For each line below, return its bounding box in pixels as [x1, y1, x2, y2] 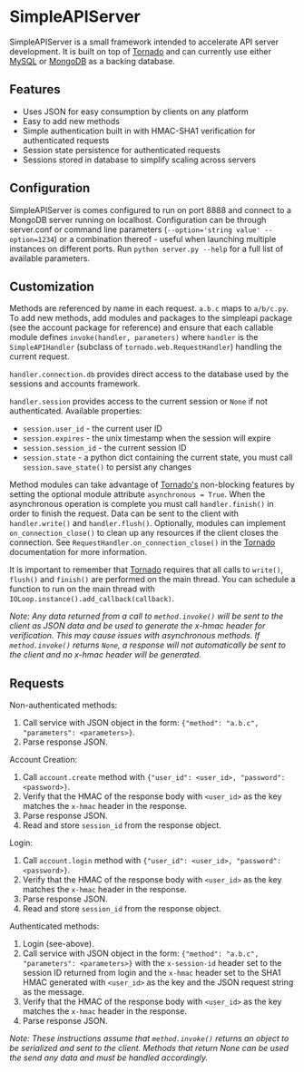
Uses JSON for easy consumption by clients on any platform [22, 106, 250, 117]
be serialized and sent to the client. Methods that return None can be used [9, 1043, 289, 1054]
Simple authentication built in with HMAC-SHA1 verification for [22, 125, 256, 136]
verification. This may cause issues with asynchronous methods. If [9, 630, 260, 641]
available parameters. [9, 252, 91, 264]
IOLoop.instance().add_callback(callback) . [9, 593, 175, 604]
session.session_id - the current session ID [22, 443, 187, 453]
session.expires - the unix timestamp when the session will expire [22, 433, 271, 443]
